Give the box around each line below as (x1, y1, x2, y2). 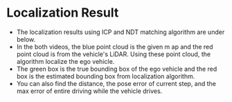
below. (16, 35, 36, 43)
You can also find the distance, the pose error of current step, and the (16, 79, 216, 87)
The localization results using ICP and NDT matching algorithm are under (16, 28, 225, 36)
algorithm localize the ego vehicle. (16, 57, 115, 65)
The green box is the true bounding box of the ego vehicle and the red (16, 65, 217, 73)
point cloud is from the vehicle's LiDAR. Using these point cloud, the (16, 50, 211, 58)
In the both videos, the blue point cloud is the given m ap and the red (16, 42, 213, 51)
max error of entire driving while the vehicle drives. (16, 87, 163, 95)
